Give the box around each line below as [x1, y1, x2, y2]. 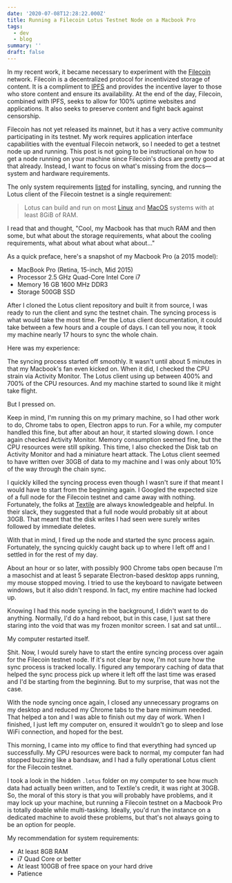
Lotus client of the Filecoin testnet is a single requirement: [7, 189, 173, 198]
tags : [7, 23, 23, 30]
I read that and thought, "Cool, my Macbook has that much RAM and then [7, 224, 216, 232]
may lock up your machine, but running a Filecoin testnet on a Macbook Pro [7, 798, 223, 806]
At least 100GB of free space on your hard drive [17, 862, 153, 870]
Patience [17, 869, 43, 877]
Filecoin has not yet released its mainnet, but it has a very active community [7, 125, 223, 133]
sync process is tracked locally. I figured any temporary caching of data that [7, 662, 224, 671]
